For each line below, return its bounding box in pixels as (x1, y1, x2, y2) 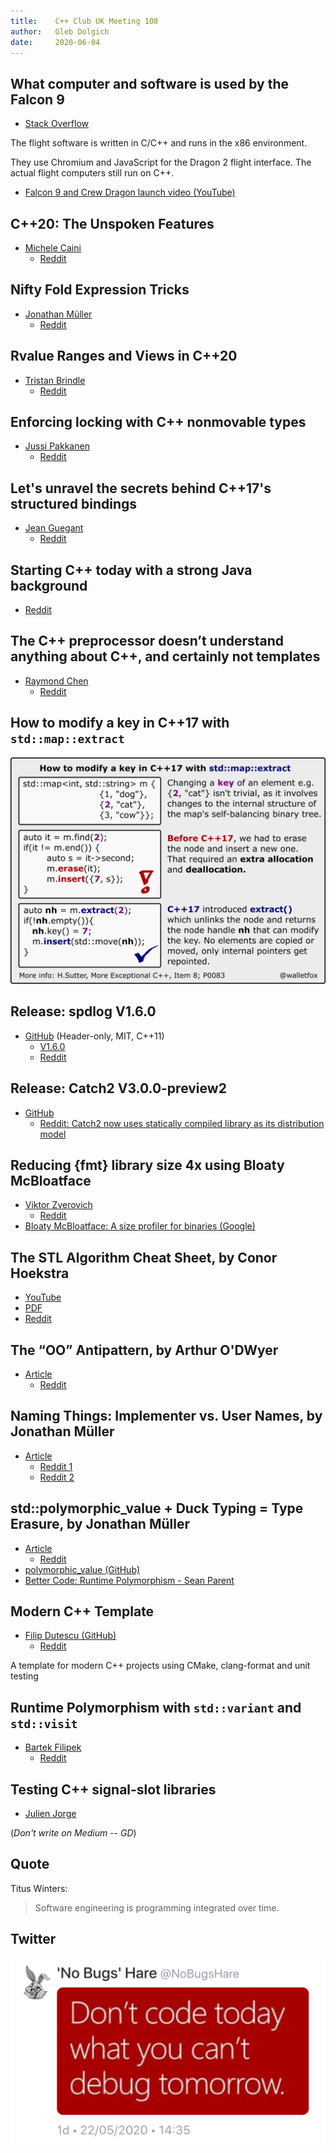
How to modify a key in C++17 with (10, 715, 230, 732)
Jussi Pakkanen (24, 440, 90, 452)
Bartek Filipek (24, 1741, 82, 1754)
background (10, 577, 88, 594)
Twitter (10, 1931, 57, 1948)
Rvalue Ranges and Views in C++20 (10, 348, 238, 365)
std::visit (10, 1716, 78, 1731)
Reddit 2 (39, 1471, 75, 1483)
